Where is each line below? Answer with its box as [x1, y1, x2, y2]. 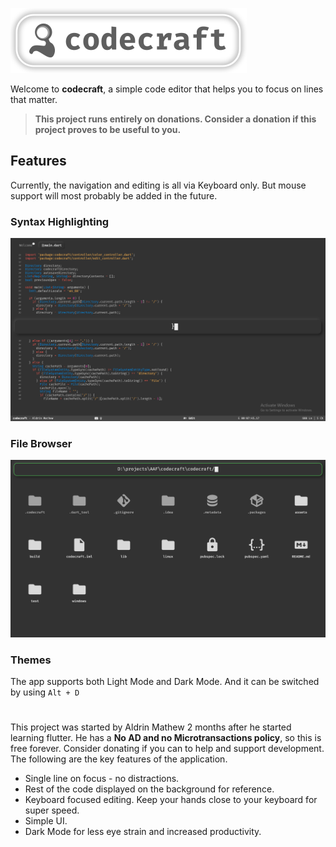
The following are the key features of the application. [10, 753, 228, 765]
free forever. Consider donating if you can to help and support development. [10, 743, 325, 755]
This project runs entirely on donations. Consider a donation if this [34, 113, 317, 125]
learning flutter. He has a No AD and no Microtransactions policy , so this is [10, 732, 322, 744]
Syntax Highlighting [10, 214, 110, 228]
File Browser [10, 436, 73, 450]
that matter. [10, 94, 58, 105]
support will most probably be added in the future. [10, 189, 218, 202]
